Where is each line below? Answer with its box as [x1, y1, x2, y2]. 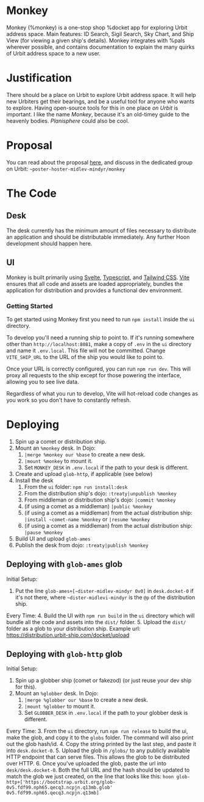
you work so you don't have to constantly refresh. [6, 396, 132, 403]
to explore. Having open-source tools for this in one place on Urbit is [6, 104, 178, 112]
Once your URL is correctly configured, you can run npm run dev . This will [6, 365, 191, 372]
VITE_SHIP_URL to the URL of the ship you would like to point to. [6, 353, 164, 360]
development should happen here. [6, 240, 93, 247]
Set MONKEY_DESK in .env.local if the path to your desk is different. [24, 464, 189, 471]
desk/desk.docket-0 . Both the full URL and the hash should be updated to [6, 766, 190, 774]
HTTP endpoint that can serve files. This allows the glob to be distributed [6, 753, 190, 761]
